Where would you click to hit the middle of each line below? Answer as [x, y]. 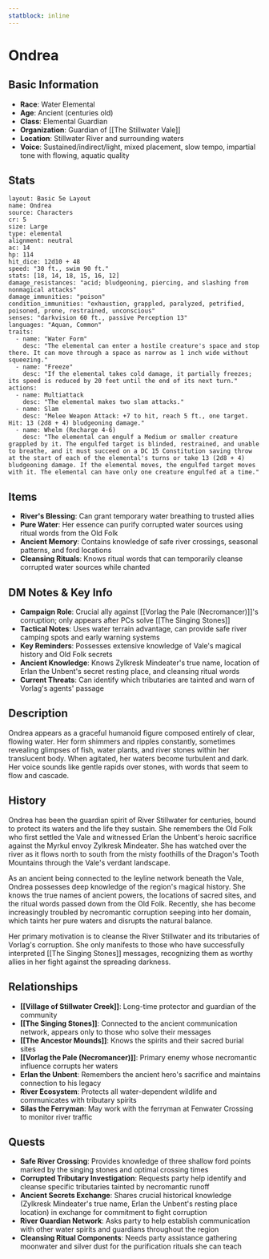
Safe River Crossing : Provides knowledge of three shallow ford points [135, 1161]
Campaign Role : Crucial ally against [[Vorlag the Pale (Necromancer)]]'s [139, 612]
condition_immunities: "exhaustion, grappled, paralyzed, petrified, [127, 304]
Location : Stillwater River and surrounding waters [102, 138]
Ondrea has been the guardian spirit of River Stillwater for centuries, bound [132, 820]
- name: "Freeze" [44, 367]
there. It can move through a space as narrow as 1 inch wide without [128, 353]
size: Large [28, 227]
